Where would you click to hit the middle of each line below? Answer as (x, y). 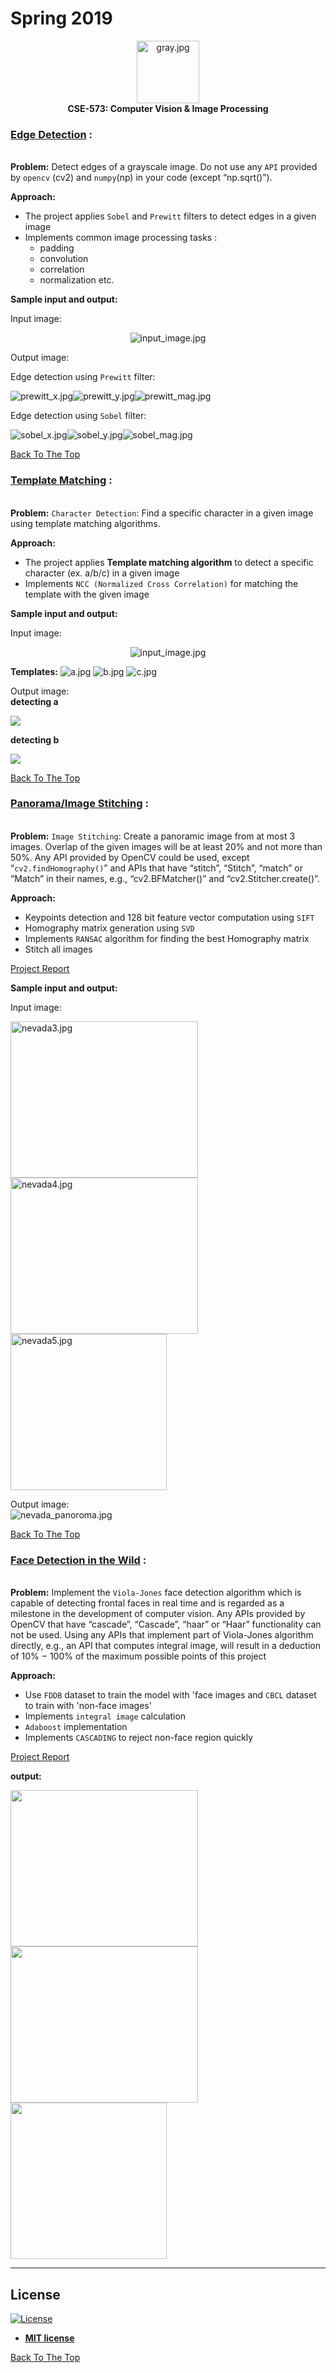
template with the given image (87, 594)
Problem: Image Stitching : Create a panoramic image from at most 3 (153, 836)
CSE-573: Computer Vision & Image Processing (168, 108)
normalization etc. (77, 280)
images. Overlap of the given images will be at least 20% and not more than (166, 846)
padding (57, 248)
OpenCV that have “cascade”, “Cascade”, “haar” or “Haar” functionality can (166, 1624)
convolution (64, 259)
